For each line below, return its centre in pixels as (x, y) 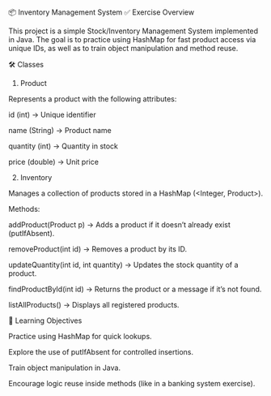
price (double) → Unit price (54, 162)
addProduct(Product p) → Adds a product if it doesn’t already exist (119, 225)
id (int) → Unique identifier (52, 114)
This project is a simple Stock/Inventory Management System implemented (133, 31)
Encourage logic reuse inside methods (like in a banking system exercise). (132, 383)
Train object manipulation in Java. (65, 368)
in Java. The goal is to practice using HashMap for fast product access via (132, 39)
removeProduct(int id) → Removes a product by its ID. (98, 249)
